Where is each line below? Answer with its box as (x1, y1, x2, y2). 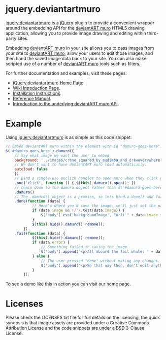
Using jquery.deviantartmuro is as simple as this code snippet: (5, 134, 132, 140)
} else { (32, 254, 50, 259)
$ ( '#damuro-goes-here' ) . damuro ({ (5, 148, 74, 153)
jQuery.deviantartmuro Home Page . (12, 80, 85, 86)
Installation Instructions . (12, 90, 62, 96)
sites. (17, 35, 29, 41)
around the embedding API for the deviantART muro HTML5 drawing (5, 25, 145, 31)
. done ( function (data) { (14, 199, 66, 204)
